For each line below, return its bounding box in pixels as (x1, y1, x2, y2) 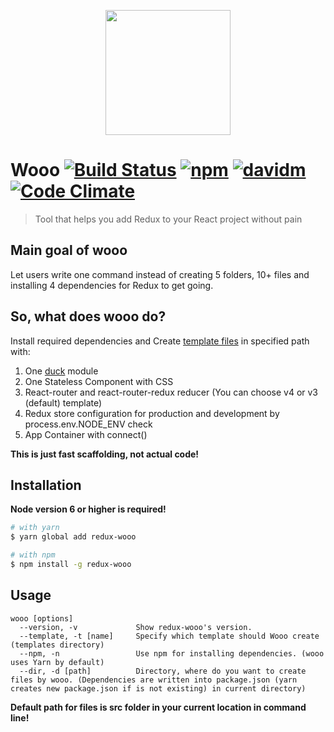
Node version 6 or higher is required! (10, 503, 167, 515)
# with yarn (10, 523, 60, 533)
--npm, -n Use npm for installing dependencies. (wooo (19, 648, 325, 659)
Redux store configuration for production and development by (24, 407, 280, 419)
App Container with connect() (24, 428, 148, 440)
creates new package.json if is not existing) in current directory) (10, 683, 307, 694)
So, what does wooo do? (10, 308, 167, 325)
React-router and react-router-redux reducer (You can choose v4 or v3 (24, 386, 319, 398)
